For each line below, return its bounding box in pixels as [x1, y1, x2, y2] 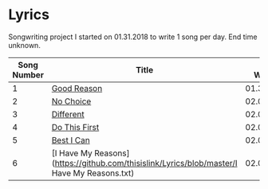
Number [12, 69, 44, 81]
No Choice [51, 96, 92, 107]
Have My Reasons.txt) [51, 167, 135, 179]
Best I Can [51, 134, 90, 145]
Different [51, 108, 85, 120]
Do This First [51, 121, 100, 132]
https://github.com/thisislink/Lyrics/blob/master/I [54, 157, 238, 168]
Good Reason [51, 82, 103, 93]
